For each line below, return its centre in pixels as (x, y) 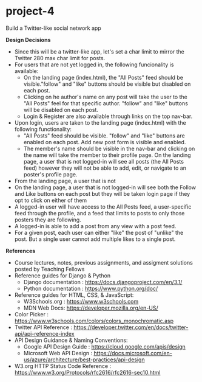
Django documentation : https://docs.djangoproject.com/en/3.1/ (103, 282)
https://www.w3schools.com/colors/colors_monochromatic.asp (94, 321)
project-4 (30, 11)
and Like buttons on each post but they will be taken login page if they (102, 193)
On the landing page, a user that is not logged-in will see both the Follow (105, 187)
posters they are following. (48, 220)
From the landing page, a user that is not (65, 181)
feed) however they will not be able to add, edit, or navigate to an (105, 168)
